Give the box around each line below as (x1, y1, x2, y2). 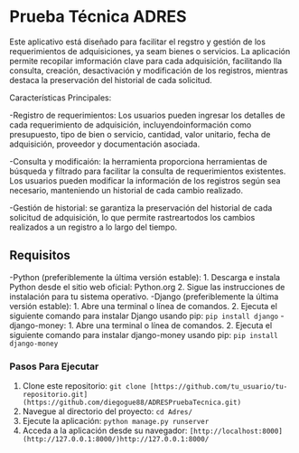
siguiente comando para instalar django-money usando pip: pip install (9, 329, 278, 340)
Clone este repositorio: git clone (22, 381, 146, 392)
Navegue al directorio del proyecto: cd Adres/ (22, 406, 192, 417)
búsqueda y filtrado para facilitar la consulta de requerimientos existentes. (9, 165, 286, 176)
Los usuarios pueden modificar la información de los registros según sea (9, 175, 281, 186)
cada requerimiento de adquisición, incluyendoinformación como (9, 119, 252, 130)
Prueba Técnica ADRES (9, 6, 187, 27)
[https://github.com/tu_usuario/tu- (149, 382, 288, 392)
